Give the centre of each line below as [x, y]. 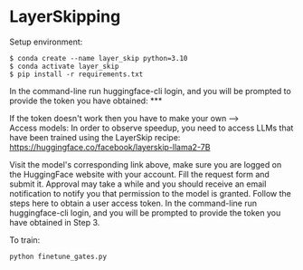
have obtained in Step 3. [55, 222]
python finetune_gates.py [58, 256]
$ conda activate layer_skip [64, 66]
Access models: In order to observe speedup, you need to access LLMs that [151, 128]
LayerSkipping [65, 17]
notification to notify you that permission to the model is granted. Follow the [151, 193]
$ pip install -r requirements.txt [76, 74]
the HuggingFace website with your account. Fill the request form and [139, 174]
